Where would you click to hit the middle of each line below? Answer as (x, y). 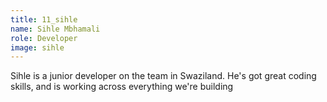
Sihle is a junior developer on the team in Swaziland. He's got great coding (163, 76)
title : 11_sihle (44, 19)
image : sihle (37, 47)
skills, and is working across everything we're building (122, 87)
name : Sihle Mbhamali (55, 29)
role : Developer (44, 38)
